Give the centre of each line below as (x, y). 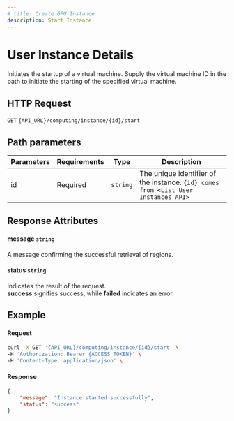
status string (27, 270)
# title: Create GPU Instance (51, 14)
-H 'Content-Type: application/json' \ (65, 361)
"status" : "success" (49, 405)
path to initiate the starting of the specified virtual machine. (92, 82)
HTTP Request (39, 103)
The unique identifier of (178, 174)
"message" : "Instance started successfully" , (87, 398)
